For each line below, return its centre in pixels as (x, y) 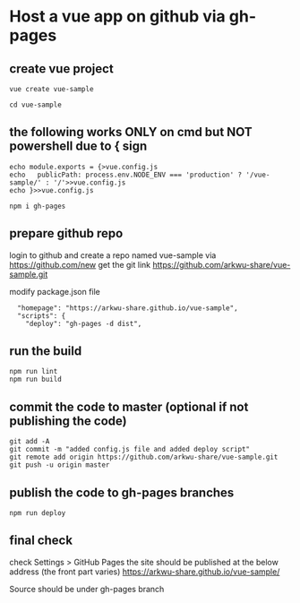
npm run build (36, 379)
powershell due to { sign (78, 146)
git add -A (30, 442)
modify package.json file (55, 291)
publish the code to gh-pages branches (122, 492)
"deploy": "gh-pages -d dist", (84, 323)
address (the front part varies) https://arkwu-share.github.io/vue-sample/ (145, 572)
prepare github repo (66, 233)
